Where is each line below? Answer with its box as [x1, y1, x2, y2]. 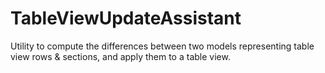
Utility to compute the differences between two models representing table [10, 40, 315, 52]
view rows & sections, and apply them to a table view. [10, 50, 231, 62]
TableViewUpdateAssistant [10, 7, 242, 30]
